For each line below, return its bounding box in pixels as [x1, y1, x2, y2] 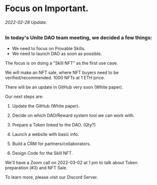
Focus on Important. [5, 3, 89, 14]
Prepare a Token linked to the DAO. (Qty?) [12, 122, 96, 128]
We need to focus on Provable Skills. [12, 45, 86, 51]
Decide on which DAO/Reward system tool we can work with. [12, 112, 135, 118]
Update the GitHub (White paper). [12, 103, 80, 109]
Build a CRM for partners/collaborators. [12, 141, 91, 147]
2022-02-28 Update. [5, 19, 48, 25]
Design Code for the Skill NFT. [12, 150, 73, 156]
